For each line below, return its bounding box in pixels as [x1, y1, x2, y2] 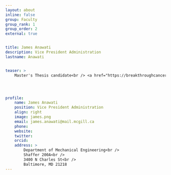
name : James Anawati [14, 100, 58, 105]
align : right [14, 110, 42, 115]
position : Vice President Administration [14, 105, 103, 110]
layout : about [5, 7, 36, 13]
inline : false [5, 12, 36, 17]
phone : [14, 123, 28, 129]
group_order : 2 [5, 27, 38, 32]
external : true [5, 31, 38, 36]
